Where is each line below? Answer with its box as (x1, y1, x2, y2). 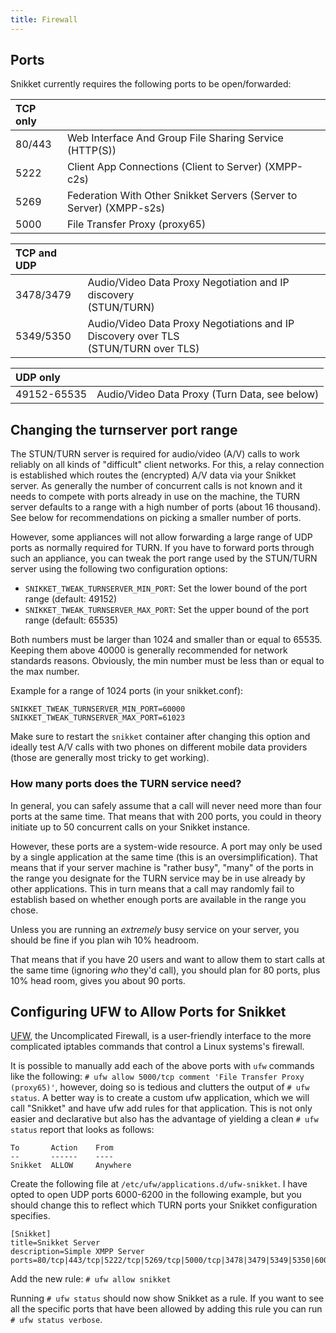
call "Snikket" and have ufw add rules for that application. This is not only (10, 1102, 313, 1115)
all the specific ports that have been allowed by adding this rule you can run (10, 1303, 323, 1315)
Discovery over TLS (87, 329, 180, 343)
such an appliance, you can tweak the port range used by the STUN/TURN (10, 552, 318, 565)
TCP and (15, 246, 58, 260)
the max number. (10, 666, 80, 678)
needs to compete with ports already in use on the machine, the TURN (10, 491, 301, 503)
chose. (10, 904, 39, 916)
